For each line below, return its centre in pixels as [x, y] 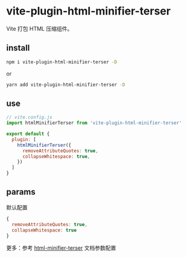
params [21, 192]
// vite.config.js [29, 117]
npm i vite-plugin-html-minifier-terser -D [62, 62]
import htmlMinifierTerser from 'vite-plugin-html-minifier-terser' [94, 123]
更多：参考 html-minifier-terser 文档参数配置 [61, 248]
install [18, 48]
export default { [28, 134]
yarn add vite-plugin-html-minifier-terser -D [66, 85]
